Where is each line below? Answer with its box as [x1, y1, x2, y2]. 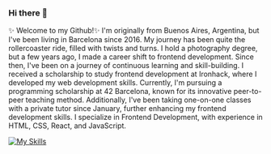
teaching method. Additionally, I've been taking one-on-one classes [25, 95, 252, 105]
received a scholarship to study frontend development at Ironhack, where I [8, 69, 257, 79]
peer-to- [233, 87, 262, 96]
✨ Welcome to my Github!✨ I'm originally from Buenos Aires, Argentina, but [8, 26, 260, 36]
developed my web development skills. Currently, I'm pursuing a [8, 78, 222, 88]
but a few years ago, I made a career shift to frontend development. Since [8, 52, 255, 62]
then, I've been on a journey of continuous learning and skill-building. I [8, 61, 244, 71]
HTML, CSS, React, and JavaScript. [8, 121, 127, 130]
